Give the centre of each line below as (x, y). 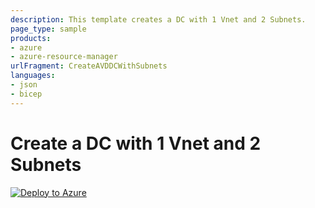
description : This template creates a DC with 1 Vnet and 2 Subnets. (158, 19)
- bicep (26, 94)
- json (24, 85)
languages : (33, 76)
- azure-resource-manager (64, 57)
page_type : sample (48, 29)
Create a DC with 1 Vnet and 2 (136, 143)
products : (31, 38)
